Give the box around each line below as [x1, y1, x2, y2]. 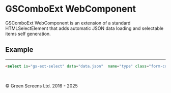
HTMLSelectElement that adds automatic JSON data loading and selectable [5, 25, 164, 31]
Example [5, 45, 34, 54]
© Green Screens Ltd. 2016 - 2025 [5, 82, 78, 89]
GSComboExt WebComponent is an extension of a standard [5, 20, 131, 26]
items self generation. [5, 30, 51, 37]
